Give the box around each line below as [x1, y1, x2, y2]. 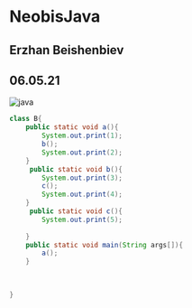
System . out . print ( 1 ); [41, 131, 123, 141]
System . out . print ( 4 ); [41, 190, 123, 200]
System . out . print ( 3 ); [41, 173, 123, 182]
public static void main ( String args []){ [25, 240, 183, 249]
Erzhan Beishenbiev [9, 42, 124, 58]
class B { [9, 115, 42, 124]
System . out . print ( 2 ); [41, 147, 123, 157]
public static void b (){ [29, 164, 123, 173]
